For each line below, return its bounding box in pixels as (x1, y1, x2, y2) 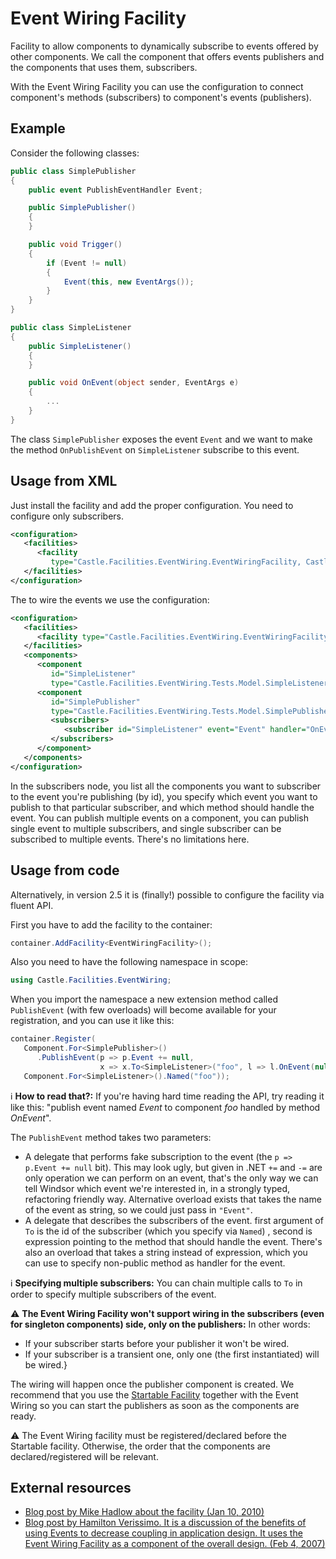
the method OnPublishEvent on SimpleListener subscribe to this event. (10, 443, 300, 456)
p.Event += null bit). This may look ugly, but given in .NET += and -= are (24, 1161, 323, 1173)
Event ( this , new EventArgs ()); (63, 277, 195, 287)
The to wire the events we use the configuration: (10, 593, 210, 606)
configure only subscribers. (10, 510, 125, 522)
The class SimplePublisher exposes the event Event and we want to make (10, 433, 313, 445)
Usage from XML (10, 473, 118, 490)
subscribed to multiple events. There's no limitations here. (10, 833, 250, 845)
